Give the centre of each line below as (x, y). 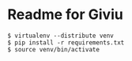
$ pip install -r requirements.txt (66, 42)
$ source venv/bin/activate (54, 49)
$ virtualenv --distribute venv (60, 36)
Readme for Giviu (65, 15)
